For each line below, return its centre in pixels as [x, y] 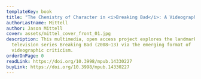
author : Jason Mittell [34, 28]
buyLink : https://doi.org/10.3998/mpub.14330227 [68, 67]
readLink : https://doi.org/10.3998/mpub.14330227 [69, 61]
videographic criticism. [42, 50]
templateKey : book [29, 12]
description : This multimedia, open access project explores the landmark [101, 39]
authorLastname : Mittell [37, 23]
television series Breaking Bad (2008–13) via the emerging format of [101, 45]
